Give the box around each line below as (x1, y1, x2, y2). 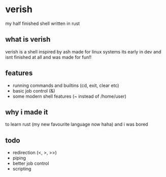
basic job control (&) (12, 87, 55, 94)
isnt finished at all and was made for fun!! (5, 54, 92, 60)
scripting (12, 166, 31, 172)
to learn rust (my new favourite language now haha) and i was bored (5, 121, 148, 128)
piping (12, 155, 26, 161)
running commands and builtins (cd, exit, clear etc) (12, 82, 119, 88)
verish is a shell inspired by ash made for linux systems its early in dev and (5, 48, 161, 54)
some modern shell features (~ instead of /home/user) (12, 93, 127, 99)
